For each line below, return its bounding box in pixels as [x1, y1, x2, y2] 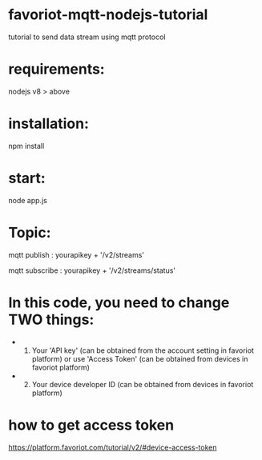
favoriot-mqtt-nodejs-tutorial [8, 6, 208, 24]
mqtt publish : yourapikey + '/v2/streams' [8, 250, 145, 259]
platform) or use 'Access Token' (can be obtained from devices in [31, 354, 248, 363]
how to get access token [8, 416, 175, 434]
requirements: [8, 60, 106, 78]
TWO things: [8, 310, 95, 329]
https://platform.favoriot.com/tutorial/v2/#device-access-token [8, 442, 217, 452]
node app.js [8, 195, 48, 205]
